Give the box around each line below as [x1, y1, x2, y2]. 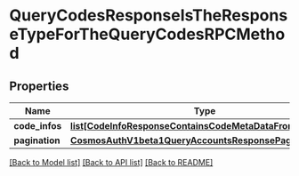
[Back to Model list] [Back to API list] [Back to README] [9, 157, 214, 167]
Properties [9, 78, 69, 93]
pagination [13, 134, 61, 147]
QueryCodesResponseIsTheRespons [9, 5, 288, 26]
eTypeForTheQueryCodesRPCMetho [9, 24, 286, 44]
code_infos [13, 120, 62, 132]
